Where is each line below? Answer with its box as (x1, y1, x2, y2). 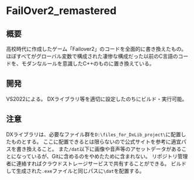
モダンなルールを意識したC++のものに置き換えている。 (21, 60, 155, 67)
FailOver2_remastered (6, 4, 117, 18)
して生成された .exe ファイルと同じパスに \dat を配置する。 (6, 167, 145, 174)
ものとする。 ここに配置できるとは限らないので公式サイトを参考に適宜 (11, 138, 182, 145)
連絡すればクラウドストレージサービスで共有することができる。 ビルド (16, 160, 187, 167)
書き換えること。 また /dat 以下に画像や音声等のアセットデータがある (16, 145, 182, 153)
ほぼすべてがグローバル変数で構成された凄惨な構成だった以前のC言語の (6, 53, 178, 60)
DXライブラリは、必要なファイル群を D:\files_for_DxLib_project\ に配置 (6, 130, 181, 138)
